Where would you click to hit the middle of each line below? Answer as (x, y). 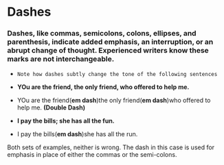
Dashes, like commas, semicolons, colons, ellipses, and (102, 34)
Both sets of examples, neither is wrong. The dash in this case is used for (111, 147)
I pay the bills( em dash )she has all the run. (77, 134)
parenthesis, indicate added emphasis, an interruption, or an (110, 42)
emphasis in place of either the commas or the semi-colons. (92, 155)
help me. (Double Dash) (51, 107)
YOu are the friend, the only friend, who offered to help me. (103, 87)
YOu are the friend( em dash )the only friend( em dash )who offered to (114, 101)
